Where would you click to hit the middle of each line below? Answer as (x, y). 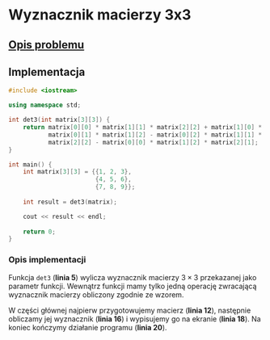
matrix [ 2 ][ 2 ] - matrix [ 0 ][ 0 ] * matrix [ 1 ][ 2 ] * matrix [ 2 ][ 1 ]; (153, 142)
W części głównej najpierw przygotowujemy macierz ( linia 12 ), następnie (130, 310)
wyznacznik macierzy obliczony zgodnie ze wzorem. (96, 294)
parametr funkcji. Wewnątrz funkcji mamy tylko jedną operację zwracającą (133, 286)
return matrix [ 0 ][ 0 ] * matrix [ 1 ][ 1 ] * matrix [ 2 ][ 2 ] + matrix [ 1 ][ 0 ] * (143, 128)
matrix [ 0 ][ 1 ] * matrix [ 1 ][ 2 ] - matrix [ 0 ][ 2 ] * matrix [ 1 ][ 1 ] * (155, 135)
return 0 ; (40, 232)
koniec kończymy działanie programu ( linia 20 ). (88, 327)
